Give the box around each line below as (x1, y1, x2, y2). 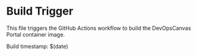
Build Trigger (6, 4, 74, 18)
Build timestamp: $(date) (6, 43, 68, 50)
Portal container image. (6, 30, 65, 38)
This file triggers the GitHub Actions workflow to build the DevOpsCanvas (6, 24, 192, 32)
